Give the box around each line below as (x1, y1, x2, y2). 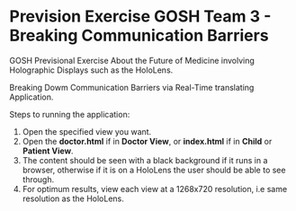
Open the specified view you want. (22, 126, 152, 136)
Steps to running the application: (9, 109, 130, 119)
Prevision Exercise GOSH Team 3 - (9, 6, 272, 27)
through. (22, 173, 55, 185)
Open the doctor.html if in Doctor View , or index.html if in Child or (22, 136, 273, 146)
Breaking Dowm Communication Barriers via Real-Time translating (9, 82, 255, 92)
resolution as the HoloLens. (22, 193, 124, 204)
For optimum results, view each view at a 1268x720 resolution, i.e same (22, 183, 288, 194)
